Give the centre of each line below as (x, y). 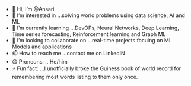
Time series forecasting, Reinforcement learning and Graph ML (89, 34)
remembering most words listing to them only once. (75, 77)
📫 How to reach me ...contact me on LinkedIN (69, 53)
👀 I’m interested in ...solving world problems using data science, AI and (98, 15)
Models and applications (42, 47)
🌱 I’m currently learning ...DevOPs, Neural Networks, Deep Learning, (95, 28)
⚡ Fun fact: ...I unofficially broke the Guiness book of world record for (96, 68)
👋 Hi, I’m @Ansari (33, 9)
